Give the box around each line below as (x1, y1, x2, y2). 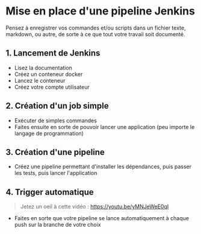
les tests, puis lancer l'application (14, 169, 97, 177)
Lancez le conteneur (14, 77, 66, 84)
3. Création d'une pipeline (5, 147, 105, 157)
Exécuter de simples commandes (14, 116, 97, 124)
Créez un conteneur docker (14, 71, 83, 78)
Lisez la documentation (14, 64, 73, 71)
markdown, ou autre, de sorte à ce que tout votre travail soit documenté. (5, 30, 185, 37)
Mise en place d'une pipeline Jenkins (5, 4, 195, 18)
